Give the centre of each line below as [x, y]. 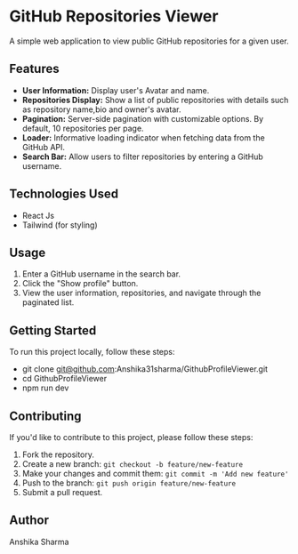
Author [29, 521]
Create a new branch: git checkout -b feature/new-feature [132, 464]
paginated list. [48, 302]
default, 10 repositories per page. [83, 128]
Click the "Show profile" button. [80, 284]
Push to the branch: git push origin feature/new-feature [129, 483]
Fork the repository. [58, 454]
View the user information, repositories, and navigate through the [141, 293]
